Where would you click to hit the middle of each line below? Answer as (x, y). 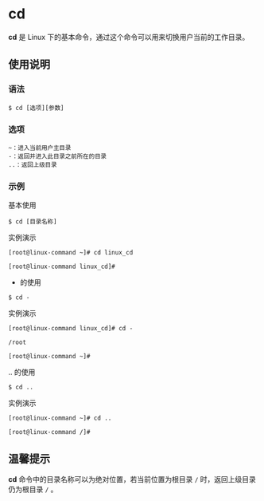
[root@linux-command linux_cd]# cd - (71, 329)
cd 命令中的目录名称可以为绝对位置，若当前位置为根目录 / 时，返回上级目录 (132, 479)
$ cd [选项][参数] (36, 108)
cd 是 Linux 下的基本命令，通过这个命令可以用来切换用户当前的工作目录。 (129, 37)
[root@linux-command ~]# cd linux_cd (71, 253)
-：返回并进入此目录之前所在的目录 (58, 156)
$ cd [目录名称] (33, 222)
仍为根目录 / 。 (33, 489)
